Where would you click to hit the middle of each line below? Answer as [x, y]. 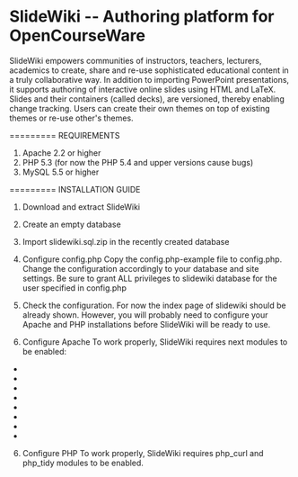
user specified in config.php [74, 288]
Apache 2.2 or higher [61, 153]
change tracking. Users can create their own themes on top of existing [140, 108]
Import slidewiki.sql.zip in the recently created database [126, 241]
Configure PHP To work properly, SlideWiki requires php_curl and [143, 453]
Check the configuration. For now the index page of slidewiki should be [154, 305]
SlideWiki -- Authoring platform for [142, 17]
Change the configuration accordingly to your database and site [140, 268]
